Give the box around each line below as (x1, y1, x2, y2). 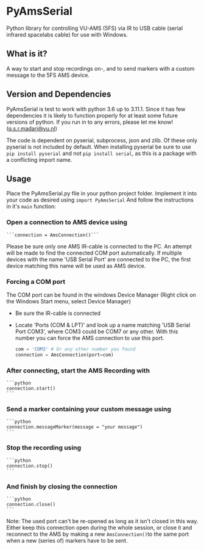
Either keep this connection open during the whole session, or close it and (6, 524, 192, 531)
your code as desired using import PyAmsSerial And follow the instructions (6, 197, 194, 204)
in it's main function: (6, 203, 57, 210)
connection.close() (6, 501, 56, 507)
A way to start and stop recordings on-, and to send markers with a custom (6, 65, 195, 72)
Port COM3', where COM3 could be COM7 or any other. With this (15, 328, 178, 335)
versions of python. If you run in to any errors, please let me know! (6, 118, 174, 126)
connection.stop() (6, 463, 53, 469)
